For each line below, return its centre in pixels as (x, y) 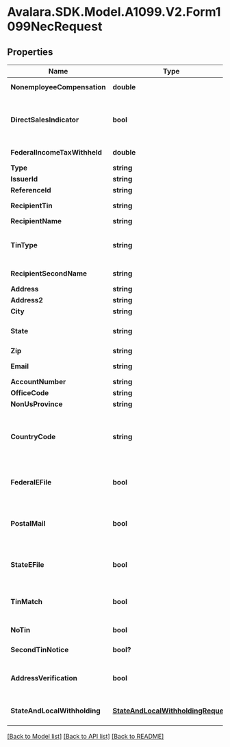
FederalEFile (31, 482)
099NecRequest (55, 26)
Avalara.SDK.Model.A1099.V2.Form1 (114, 12)
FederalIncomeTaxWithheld (56, 152)
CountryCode (33, 437)
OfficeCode (30, 393)
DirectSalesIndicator (45, 120)
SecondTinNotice (40, 650)
